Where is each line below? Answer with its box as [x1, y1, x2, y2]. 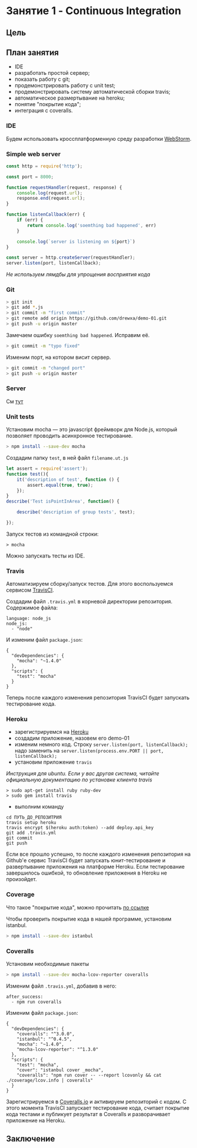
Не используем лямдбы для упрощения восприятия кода [6, 271, 151, 278]
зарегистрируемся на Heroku [14, 728, 89, 735]
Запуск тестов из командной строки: [6, 530, 99, 537]
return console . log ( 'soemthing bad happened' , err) [27, 222, 157, 228]
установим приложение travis [14, 758, 92, 766]
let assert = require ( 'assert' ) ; [6, 466, 88, 471]
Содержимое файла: [6, 604, 58, 611]
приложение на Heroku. [6, 1117, 66, 1124]
